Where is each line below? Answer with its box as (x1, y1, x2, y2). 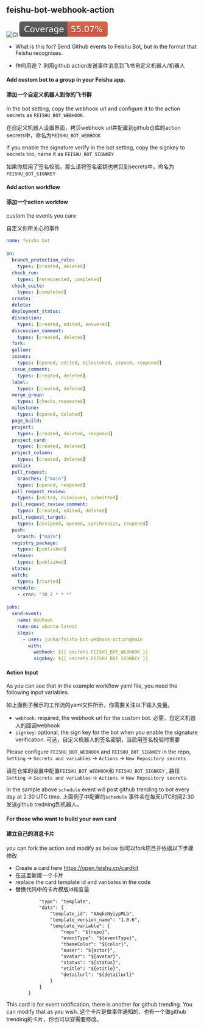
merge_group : (12, 392, 45, 398)
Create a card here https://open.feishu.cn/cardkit (15, 864, 139, 872)
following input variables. (6, 689, 69, 696)
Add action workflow (6, 183, 60, 191)
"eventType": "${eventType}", (60, 935, 138, 941)
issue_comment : (12, 366, 51, 372)
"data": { (38, 905, 64, 911)
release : (12, 553, 34, 559)
